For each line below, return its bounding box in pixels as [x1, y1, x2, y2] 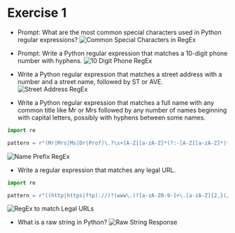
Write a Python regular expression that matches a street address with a [17, 70, 222, 78]
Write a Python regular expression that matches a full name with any [17, 98, 215, 106]
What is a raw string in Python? [17, 218, 108, 227]
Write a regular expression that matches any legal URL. [17, 166, 176, 174]
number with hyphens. [17, 56, 83, 64]
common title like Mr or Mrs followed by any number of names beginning [17, 106, 227, 114]
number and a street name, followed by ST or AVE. [17, 77, 163, 85]
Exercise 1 [7, 5, 67, 21]
